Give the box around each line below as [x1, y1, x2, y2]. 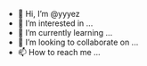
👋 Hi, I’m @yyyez [17, 9, 80, 19]
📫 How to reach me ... [17, 47, 101, 57]
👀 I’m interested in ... [17, 18, 94, 29]
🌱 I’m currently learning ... [17, 28, 113, 37]
